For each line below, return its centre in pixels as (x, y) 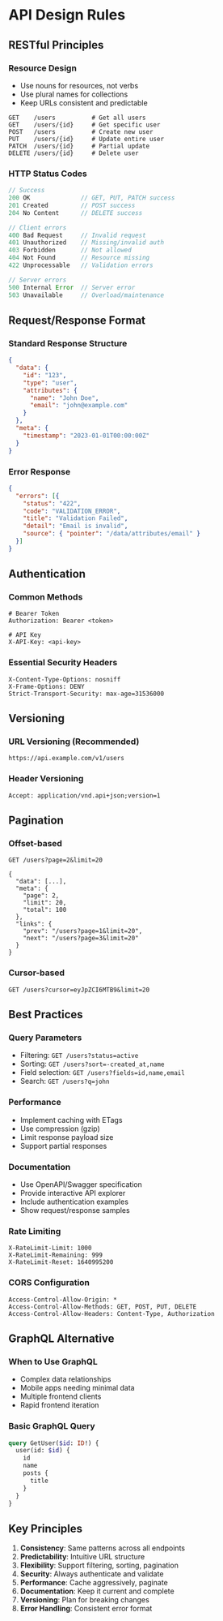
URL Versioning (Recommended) (74, 742)
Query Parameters (45, 1038)
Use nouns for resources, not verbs (79, 85)
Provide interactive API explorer (73, 1193)
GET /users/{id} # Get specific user (84, 125)
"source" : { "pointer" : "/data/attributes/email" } (111, 534)
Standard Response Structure (68, 343)
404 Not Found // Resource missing (79, 258)
